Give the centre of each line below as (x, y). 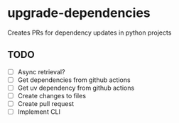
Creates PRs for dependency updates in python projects (89, 33)
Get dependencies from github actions (74, 80)
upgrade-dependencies (79, 13)
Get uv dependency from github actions (76, 88)
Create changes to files (52, 95)
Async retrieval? (41, 71)
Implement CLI (39, 112)
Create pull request (46, 104)
